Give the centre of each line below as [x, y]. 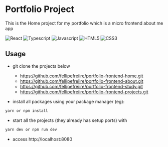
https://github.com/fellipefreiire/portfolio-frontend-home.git [81, 76]
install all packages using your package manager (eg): [68, 101]
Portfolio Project [40, 9]
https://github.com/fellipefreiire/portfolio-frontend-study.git [81, 86]
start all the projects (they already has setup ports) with [70, 120]
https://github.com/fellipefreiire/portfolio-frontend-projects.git [84, 92]
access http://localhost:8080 [42, 139]
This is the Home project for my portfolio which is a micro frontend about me [84, 23]
